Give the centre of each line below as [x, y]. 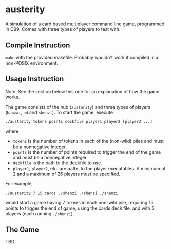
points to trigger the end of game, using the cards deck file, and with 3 [80, 208]
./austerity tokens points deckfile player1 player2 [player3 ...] [79, 121]
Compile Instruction [38, 45]
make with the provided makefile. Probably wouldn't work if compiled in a [82, 57]
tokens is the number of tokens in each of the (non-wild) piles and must [88, 141]
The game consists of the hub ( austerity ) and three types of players [78, 107]
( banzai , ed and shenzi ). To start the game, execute [59, 112]
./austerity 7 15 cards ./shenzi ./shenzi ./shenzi [62, 193]
